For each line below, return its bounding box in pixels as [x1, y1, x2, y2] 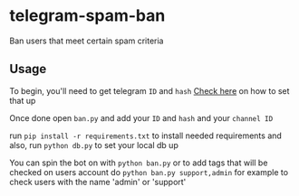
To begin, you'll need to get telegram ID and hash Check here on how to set [9, 85, 290, 96]
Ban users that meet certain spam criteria [9, 35, 164, 46]
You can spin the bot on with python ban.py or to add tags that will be [9, 157, 268, 168]
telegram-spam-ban [9, 5, 166, 26]
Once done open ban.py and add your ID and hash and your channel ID [9, 112, 274, 123]
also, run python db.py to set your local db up [9, 139, 178, 150]
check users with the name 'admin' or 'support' [9, 176, 187, 187]
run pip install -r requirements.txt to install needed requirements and [9, 130, 283, 141]
